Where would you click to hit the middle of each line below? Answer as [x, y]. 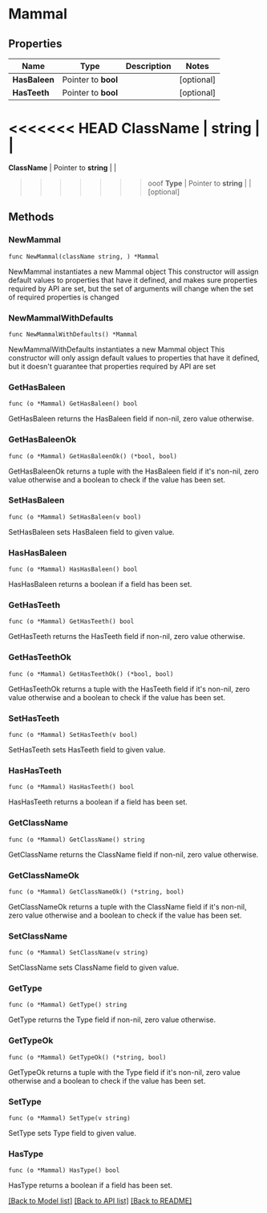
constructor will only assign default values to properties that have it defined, [134, 357]
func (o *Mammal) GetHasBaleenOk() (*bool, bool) [93, 456]
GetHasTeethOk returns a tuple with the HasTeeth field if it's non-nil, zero [129, 689]
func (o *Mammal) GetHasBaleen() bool [73, 404]
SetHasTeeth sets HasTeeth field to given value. [87, 750]
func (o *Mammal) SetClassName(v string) [79, 953]
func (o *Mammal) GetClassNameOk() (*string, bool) [96, 892]
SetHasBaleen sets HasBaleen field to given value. [91, 531]
